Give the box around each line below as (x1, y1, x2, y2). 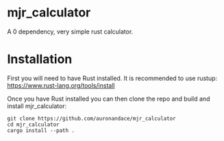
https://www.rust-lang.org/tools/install (7, 81, 115, 90)
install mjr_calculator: (7, 101, 67, 110)
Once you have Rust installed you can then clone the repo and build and (7, 94, 210, 103)
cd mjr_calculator (7, 121, 60, 128)
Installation (7, 51, 73, 67)
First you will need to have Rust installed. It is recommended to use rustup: (7, 74, 218, 82)
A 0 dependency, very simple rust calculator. (7, 27, 134, 36)
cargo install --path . (7, 127, 75, 134)
